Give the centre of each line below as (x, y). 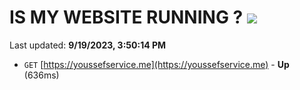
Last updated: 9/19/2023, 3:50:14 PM (88, 45)
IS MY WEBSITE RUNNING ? (126, 17)
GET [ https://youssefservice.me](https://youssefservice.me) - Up (156, 64)
